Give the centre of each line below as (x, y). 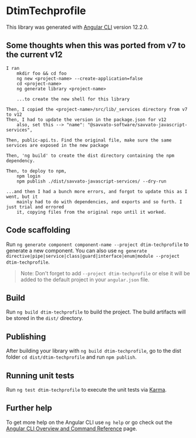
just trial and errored (35, 207)
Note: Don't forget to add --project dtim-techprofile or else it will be (105, 273)
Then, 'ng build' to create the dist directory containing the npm (90, 156)
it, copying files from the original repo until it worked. (92, 212)
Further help (29, 408)
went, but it (22, 197)
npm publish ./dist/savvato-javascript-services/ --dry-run (92, 181)
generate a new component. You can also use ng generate (77, 250)
